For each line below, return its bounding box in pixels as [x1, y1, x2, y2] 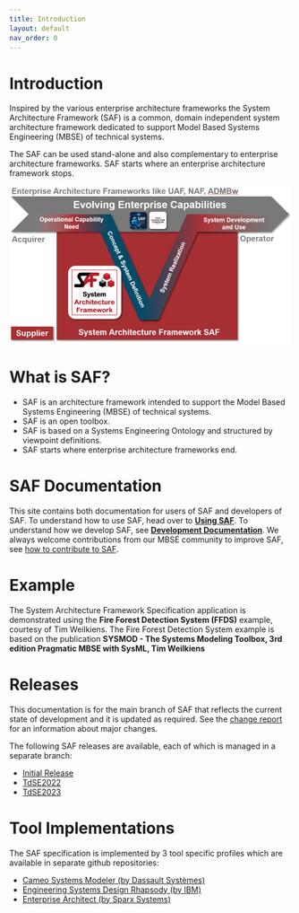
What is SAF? [9, 367, 111, 388]
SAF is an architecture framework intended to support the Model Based [21, 396, 286, 408]
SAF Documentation [9, 476, 162, 496]
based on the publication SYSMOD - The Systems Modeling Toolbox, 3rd [9, 633, 283, 644]
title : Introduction [9, 14, 87, 23]
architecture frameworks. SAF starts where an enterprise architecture [9, 158, 266, 170]
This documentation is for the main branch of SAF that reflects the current [9, 704, 283, 715]
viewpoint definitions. [21, 435, 102, 445]
